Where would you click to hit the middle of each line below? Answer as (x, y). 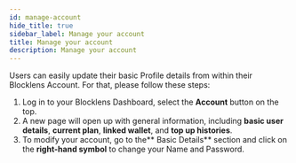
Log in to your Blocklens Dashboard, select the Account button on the (150, 102)
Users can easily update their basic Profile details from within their (131, 75)
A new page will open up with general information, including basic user (153, 121)
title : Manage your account (61, 42)
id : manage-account (45, 17)
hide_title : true (41, 26)
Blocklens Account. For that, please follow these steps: (110, 85)
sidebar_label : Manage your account (77, 34)
